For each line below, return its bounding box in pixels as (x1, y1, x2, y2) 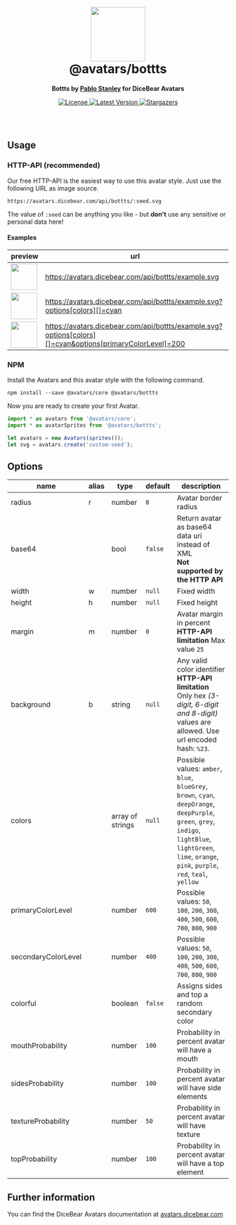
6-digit (195, 700, 219, 710)
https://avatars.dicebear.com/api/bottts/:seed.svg (7, 198, 162, 205)
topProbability (11, 1154, 58, 1164)
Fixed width (176, 586, 216, 596)
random (176, 999, 203, 1008)
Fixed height (176, 598, 218, 608)
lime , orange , (176, 852, 219, 861)
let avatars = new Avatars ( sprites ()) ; (7, 435, 124, 442)
